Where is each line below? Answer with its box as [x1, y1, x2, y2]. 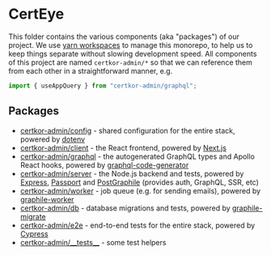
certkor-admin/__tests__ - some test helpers [19, 237, 167, 247]
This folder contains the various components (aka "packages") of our [8, 32, 240, 41]
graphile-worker [19, 194, 74, 204]
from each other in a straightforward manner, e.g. [8, 66, 173, 75]
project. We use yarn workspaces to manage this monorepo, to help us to [8, 40, 253, 49]
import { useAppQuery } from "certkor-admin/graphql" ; [8, 82, 197, 90]
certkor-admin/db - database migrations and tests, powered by [19, 203, 231, 213]
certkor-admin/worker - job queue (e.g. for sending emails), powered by [19, 185, 261, 195]
